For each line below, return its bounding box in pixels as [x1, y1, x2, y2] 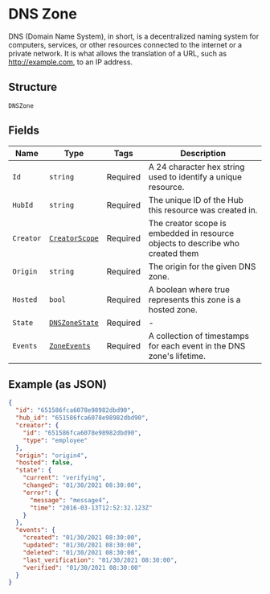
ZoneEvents [49, 341, 91, 350]
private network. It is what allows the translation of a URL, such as [8, 48, 227, 58]
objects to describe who [148, 237, 239, 249]
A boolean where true [148, 283, 231, 295]
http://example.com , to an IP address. [8, 57, 133, 67]
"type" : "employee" [22, 436, 88, 444]
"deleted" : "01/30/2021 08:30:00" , [22, 548, 142, 556]
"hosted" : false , [15, 459, 74, 467]
